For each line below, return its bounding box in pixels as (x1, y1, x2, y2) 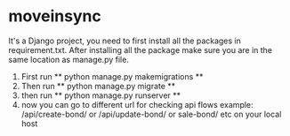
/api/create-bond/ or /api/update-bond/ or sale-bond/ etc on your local (20, 109, 282, 119)
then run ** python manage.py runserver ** (20, 90, 181, 101)
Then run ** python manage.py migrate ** (20, 80, 176, 91)
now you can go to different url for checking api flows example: (20, 99, 254, 110)
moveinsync (8, 6, 101, 26)
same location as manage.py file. (8, 54, 130, 64)
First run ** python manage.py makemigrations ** (20, 71, 204, 81)
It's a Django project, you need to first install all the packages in (8, 35, 242, 46)
